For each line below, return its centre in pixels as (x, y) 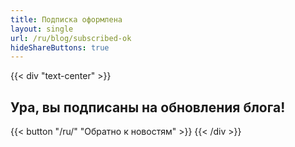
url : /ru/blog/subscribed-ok (71, 38)
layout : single (42, 29)
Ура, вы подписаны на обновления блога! (148, 107)
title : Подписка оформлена (66, 19)
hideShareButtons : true (60, 47)
